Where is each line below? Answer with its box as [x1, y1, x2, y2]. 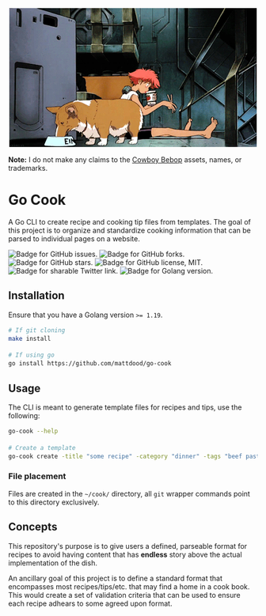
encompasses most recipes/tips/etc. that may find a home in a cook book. [8, 581, 250, 591]
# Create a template [8, 444, 77, 452]
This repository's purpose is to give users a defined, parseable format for [8, 541, 248, 550]
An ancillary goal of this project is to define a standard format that [8, 573, 223, 583]
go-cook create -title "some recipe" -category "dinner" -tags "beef [8, 452, 243, 460]
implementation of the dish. [8, 557, 97, 568]
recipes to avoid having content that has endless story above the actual [8, 550, 243, 559]
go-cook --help [8, 427, 59, 435]
